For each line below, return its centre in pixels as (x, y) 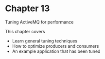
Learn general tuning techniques (45, 41)
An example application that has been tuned (56, 51)
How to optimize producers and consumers (55, 46)
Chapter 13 (27, 9)
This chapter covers (25, 31)
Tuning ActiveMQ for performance (39, 22)
